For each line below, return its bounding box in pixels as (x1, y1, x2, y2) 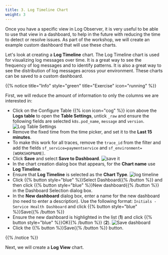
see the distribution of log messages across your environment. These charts (5, 67, 163, 73)
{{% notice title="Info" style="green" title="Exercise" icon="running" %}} (5, 82, 157, 88)
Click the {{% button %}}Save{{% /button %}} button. (12, 224, 124, 231)
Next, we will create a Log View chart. (5, 244, 84, 250)
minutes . (12, 134, 32, 140)
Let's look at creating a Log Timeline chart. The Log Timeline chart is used (5, 51, 159, 58)
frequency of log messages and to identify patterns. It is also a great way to (5, 62, 161, 68)
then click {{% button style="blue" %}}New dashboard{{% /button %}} (12, 182, 159, 188)
